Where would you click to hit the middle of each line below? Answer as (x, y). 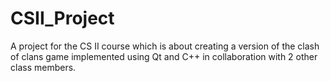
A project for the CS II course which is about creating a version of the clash (165, 46)
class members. (43, 67)
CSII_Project (62, 18)
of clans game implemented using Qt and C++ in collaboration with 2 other (164, 56)
